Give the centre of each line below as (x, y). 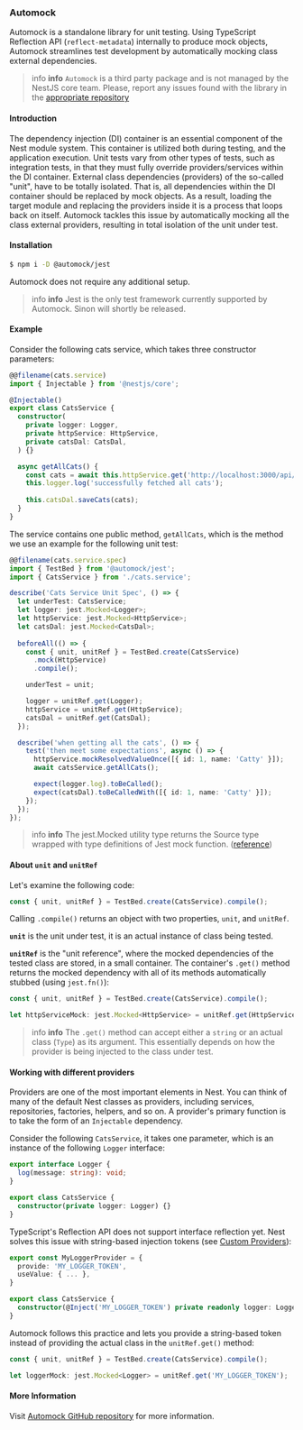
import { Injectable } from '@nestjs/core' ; (94, 384)
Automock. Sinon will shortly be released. (109, 308)
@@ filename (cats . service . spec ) (68, 560)
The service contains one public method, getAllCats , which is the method (147, 534)
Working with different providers (72, 1072)
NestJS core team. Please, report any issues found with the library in (159, 88)
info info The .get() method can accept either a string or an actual (157, 1032)
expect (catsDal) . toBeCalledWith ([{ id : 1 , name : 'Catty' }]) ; (152, 792)
